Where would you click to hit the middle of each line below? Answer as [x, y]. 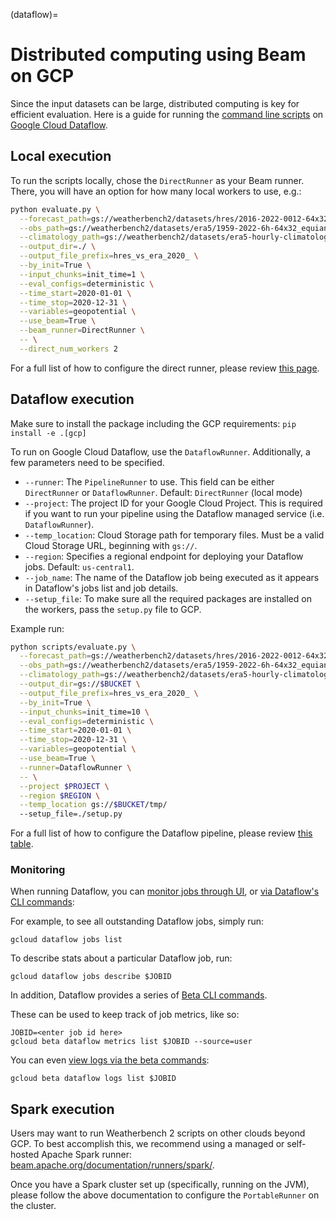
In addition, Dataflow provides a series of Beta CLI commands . [139, 995]
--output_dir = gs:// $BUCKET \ [80, 684]
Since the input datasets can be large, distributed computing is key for [155, 103]
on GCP [42, 76]
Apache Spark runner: [87, 1155]
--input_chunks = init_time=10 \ [84, 712]
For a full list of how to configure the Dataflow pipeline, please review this [161, 833]
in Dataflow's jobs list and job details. [101, 588]
